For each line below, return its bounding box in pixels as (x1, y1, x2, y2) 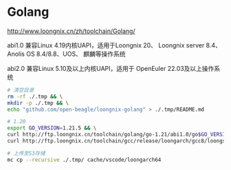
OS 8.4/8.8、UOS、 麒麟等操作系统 (26, 50, 126, 58)
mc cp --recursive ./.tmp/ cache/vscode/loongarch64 (7, 156, 162, 163)
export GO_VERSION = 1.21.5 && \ (7, 125, 97, 131)
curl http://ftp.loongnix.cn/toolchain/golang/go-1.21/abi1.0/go (7, 131, 198, 138)
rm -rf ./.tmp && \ (7, 93, 63, 100)
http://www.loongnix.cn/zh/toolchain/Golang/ (7, 27, 135, 35)
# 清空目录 (7, 87, 34, 94)
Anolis (7, 50, 25, 58)
